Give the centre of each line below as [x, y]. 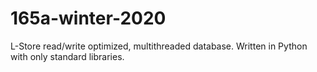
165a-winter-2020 [88, 18]
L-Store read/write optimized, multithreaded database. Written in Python [159, 46]
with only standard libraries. [67, 56]
